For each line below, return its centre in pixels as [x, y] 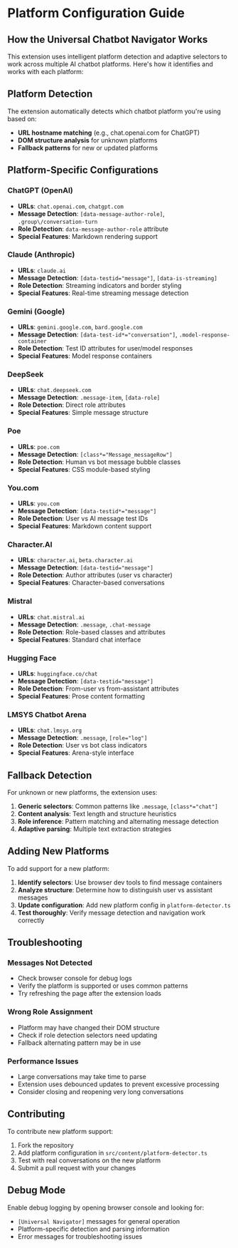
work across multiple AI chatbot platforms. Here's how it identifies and [110, 64]
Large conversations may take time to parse [82, 1077]
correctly [31, 920]
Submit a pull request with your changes [77, 1167]
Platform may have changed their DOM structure [88, 1027]
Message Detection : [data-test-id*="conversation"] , [97, 335]
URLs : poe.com [39, 446]
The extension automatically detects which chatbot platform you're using [114, 111]
